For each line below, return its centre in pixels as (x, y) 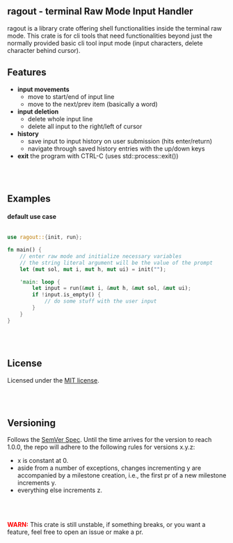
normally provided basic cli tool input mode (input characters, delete (105, 43)
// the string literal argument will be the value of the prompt (116, 263)
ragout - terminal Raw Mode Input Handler (100, 12)
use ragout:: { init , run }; (45, 237)
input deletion (38, 112)
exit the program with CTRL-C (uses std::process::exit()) (98, 155)
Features (27, 72)
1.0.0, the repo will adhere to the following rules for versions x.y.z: (101, 447)
